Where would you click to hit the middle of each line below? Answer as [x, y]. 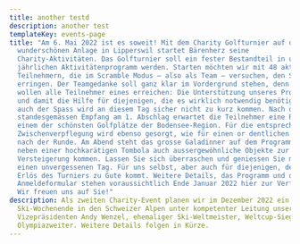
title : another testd [50, 17]
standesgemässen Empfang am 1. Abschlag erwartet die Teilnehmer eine [151, 117]
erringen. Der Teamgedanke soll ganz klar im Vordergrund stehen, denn [154, 84]
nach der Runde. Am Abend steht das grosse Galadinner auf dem [137, 142]
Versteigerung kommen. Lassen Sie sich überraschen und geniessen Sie [151, 159]
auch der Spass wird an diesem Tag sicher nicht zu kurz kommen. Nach [151, 109]
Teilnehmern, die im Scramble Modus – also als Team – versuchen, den [151, 76]
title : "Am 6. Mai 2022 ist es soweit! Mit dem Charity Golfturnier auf [147, 42]
